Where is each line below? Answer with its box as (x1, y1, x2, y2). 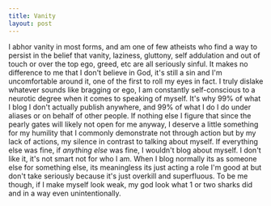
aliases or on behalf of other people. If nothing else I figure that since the (8, 110, 252, 120)
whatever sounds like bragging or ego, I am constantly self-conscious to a (8, 84, 256, 94)
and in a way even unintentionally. (8, 188, 121, 198)
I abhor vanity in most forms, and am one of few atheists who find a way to (8, 41, 257, 51)
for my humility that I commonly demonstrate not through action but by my (8, 127, 256, 138)
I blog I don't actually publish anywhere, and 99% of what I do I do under (8, 102, 252, 112)
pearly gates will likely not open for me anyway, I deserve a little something (8, 119, 259, 129)
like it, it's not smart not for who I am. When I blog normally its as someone (8, 153, 257, 163)
